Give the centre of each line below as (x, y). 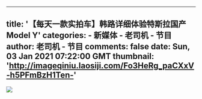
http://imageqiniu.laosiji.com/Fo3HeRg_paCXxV (101, 66)
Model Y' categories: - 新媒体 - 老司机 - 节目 (89, 36)
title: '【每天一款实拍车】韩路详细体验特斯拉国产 (96, 24)
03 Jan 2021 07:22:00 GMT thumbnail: (80, 57)
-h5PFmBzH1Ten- (40, 75)
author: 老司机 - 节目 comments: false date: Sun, (98, 46)
